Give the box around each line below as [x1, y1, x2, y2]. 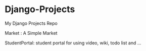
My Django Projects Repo [5, 20, 58, 26]
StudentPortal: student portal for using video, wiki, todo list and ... [5, 39, 141, 46]
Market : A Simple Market [5, 30, 58, 36]
